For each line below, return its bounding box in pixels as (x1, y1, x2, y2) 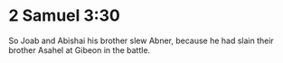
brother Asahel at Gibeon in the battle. (8, 44, 151, 55)
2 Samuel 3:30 (8, 5, 121, 26)
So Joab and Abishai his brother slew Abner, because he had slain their (8, 35, 275, 46)
